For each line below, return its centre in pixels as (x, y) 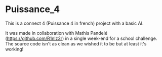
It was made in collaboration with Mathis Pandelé (56, 33)
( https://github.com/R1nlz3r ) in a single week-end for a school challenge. (81, 38)
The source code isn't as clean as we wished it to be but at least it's (76, 43)
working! (14, 49)
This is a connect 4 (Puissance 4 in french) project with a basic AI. (74, 23)
